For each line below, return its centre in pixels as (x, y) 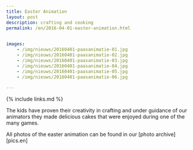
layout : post (22, 17)
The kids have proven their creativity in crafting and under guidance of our (97, 111)
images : (16, 44)
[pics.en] (17, 141)
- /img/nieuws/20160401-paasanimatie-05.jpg (72, 71)
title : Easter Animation (37, 11)
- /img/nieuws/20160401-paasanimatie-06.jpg (72, 77)
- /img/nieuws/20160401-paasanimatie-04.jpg (72, 66)
